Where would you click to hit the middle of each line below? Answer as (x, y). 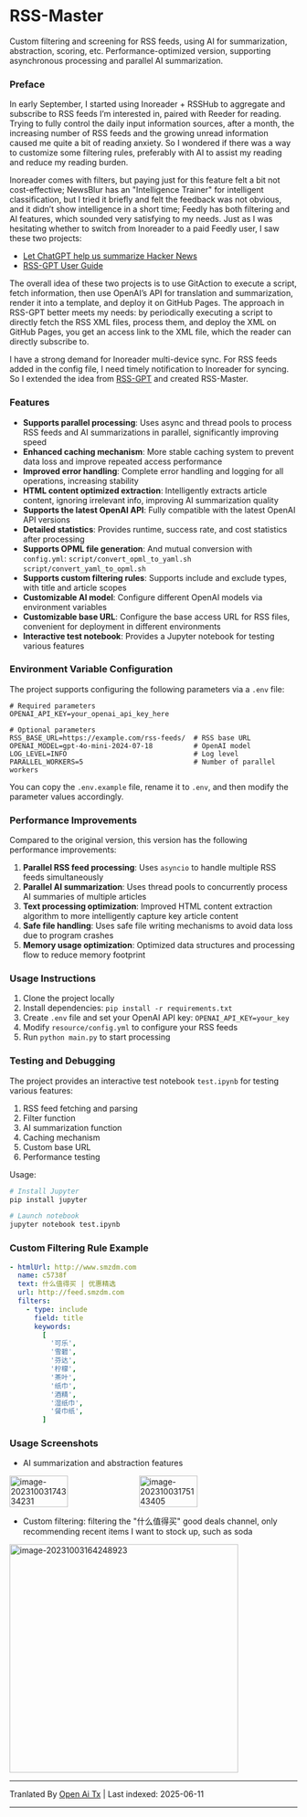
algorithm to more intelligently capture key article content (131, 916)
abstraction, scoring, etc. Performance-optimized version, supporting (140, 50)
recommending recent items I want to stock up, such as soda (138, 1532)
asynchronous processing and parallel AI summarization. (116, 60)
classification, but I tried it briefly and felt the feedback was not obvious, (145, 200)
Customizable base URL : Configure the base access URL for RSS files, (156, 617)
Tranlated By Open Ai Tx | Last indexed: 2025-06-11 (106, 1794)
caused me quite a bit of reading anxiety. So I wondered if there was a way (150, 143)
